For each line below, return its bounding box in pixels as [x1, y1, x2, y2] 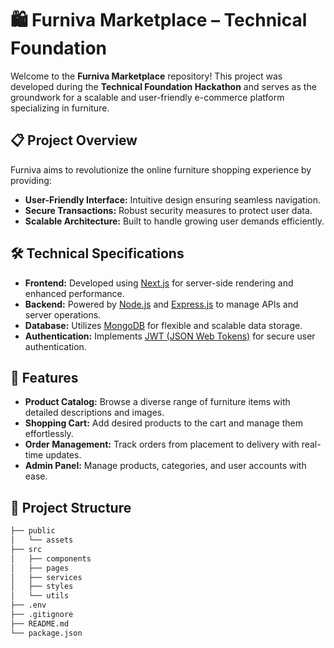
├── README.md [10, 618, 70, 629]
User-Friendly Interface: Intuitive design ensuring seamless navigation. [24, 193, 321, 206]
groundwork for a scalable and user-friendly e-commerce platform [10, 91, 285, 103]
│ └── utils [10, 591, 70, 601]
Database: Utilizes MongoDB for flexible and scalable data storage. [24, 319, 303, 331]
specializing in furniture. [10, 102, 110, 114]
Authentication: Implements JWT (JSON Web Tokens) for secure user [24, 330, 316, 342]
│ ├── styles [10, 582, 74, 592]
